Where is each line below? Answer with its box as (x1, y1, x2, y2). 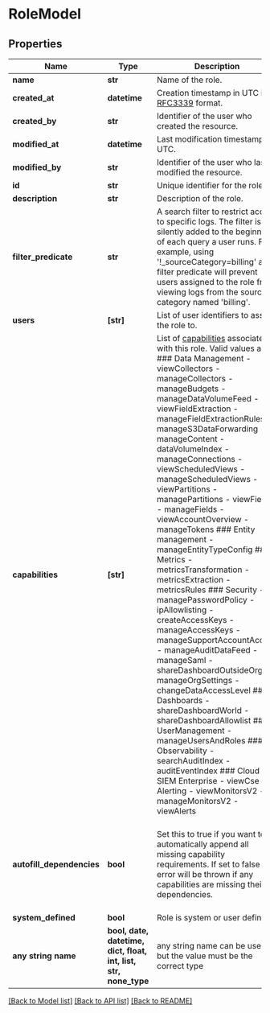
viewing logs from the (156, 286, 239, 298)
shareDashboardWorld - (156, 705, 250, 716)
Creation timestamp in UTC (156, 88, 260, 98)
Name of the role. (156, 74, 223, 85)
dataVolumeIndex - (156, 443, 231, 455)
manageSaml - (156, 655, 214, 665)
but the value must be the (156, 950, 253, 962)
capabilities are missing (156, 879, 246, 890)
